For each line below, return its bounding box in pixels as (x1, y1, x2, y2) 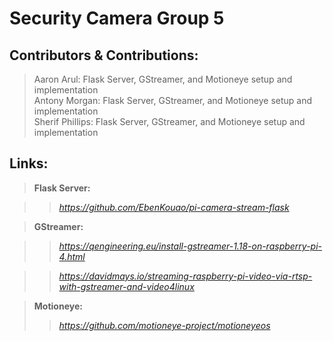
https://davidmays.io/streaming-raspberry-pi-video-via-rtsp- (58, 270, 313, 282)
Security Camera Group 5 (9, 7, 225, 30)
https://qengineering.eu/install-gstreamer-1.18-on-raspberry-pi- (58, 240, 323, 252)
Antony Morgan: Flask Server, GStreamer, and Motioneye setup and (33, 95, 313, 106)
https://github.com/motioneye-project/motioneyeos (58, 319, 271, 331)
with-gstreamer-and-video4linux (58, 280, 195, 292)
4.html (58, 250, 86, 262)
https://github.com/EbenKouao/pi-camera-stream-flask (58, 201, 290, 213)
